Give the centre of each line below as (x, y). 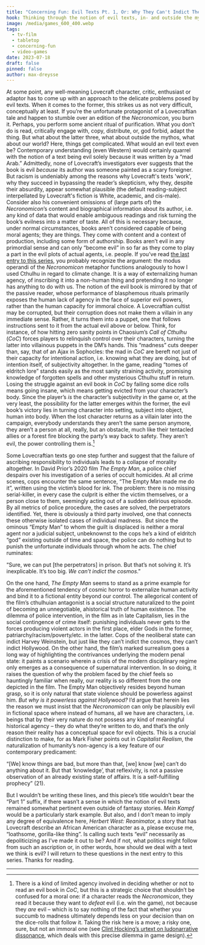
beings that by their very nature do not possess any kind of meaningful (95, 719)
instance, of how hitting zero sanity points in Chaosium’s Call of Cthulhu (97, 332)
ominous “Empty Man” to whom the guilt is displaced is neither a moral (95, 527)
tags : (13, 29)
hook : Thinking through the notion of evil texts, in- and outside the (99, 18)
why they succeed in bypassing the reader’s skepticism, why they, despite (100, 183)
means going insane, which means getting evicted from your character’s (97, 391)
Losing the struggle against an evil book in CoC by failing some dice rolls (98, 384)
